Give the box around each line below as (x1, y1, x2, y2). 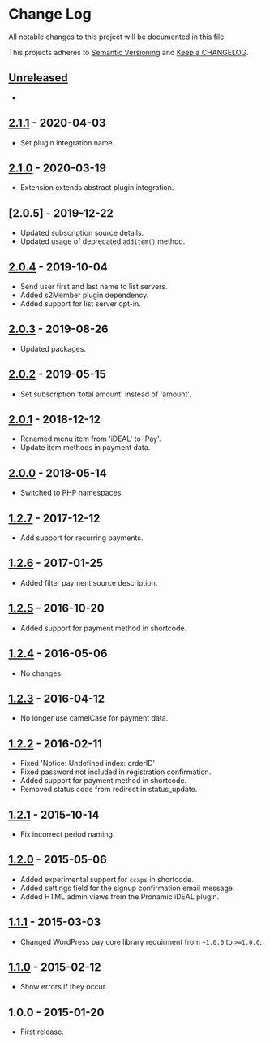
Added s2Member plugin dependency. (19, 290, 149, 300)
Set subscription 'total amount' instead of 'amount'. (19, 389, 192, 399)
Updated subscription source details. (19, 228, 144, 238)
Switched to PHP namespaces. (19, 488, 124, 498)
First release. (19, 1027, 64, 1037)
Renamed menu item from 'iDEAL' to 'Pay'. (19, 434, 161, 444)
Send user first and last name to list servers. (19, 282, 168, 291)
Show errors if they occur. (19, 982, 108, 992)
